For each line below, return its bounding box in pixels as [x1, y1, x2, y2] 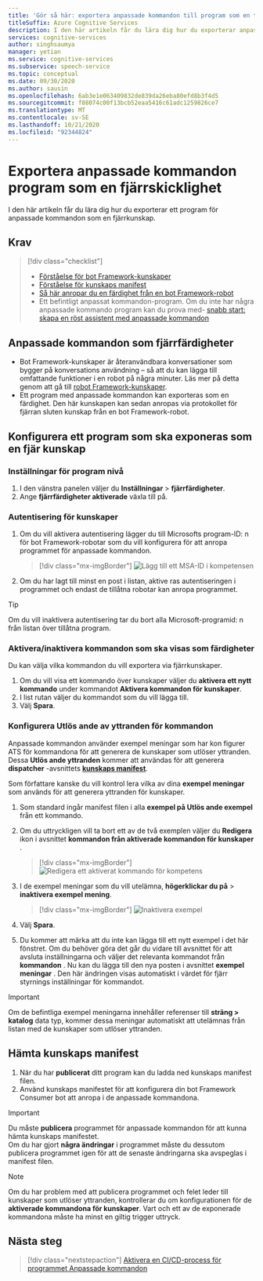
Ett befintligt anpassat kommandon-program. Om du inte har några [38, 297, 254, 306]
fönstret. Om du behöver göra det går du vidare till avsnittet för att [19, 943, 232, 953]
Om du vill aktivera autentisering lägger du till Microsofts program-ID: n [19, 529, 249, 538]
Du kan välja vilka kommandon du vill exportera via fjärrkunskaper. [8, 661, 223, 670]
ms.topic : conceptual [8, 70, 79, 78]
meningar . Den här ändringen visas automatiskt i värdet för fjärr [19, 969, 229, 978]
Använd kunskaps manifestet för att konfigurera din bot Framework [19, 1084, 236, 1093]
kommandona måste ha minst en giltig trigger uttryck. [8, 1212, 182, 1221]
